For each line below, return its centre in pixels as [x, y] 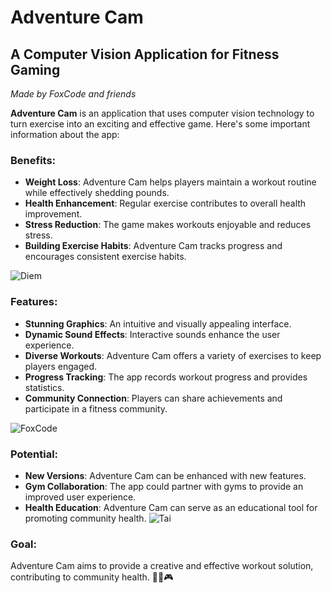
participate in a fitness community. [96, 408]
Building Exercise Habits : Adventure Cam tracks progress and [153, 246]
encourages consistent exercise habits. [105, 257]
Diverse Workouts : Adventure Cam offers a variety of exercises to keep [173, 355]
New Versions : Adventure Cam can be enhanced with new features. [165, 475]
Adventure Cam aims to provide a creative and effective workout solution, [162, 566]
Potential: [34, 454]
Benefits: [33, 160]
